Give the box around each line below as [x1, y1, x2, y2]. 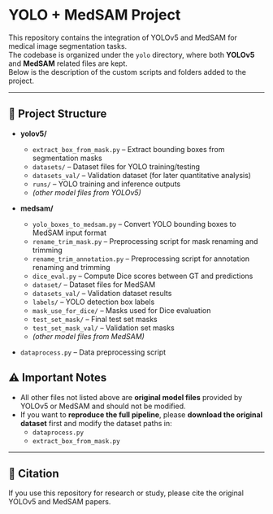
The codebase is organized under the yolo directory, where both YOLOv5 [8, 50, 255, 59]
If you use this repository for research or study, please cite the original [8, 488, 244, 498]
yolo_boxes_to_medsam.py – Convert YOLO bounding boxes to [32, 219, 237, 229]
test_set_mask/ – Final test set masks [32, 314, 158, 324]
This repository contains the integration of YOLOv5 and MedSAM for [8, 33, 238, 42]
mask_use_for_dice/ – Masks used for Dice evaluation [32, 305, 211, 315]
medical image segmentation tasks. [8, 41, 128, 50]
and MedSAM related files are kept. [8, 59, 128, 68]
